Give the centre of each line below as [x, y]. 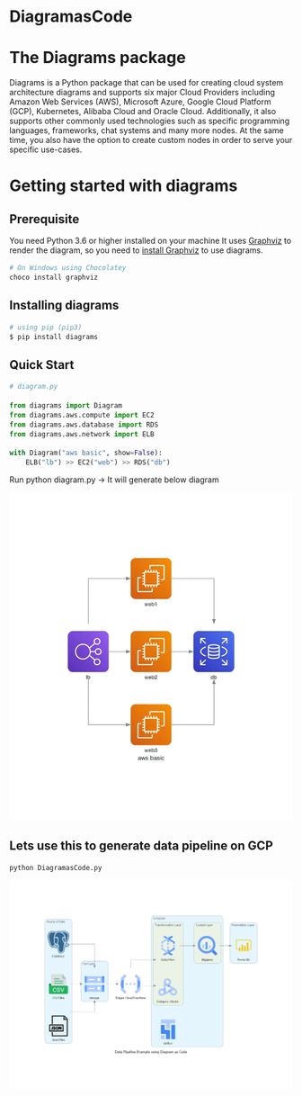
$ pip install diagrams [54, 337]
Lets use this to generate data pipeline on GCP [142, 846]
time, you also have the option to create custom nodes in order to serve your [151, 140]
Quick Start [42, 365]
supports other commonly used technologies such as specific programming [150, 121]
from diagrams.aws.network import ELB [82, 434]
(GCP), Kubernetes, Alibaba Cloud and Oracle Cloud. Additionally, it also [143, 112]
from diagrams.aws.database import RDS [84, 425]
